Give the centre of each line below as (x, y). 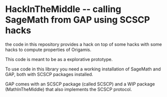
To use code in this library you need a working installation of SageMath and (83, 69)
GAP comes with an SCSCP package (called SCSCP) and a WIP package (80, 84)
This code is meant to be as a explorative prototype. (59, 59)
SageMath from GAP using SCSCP (78, 20)
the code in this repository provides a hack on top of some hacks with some (83, 44)
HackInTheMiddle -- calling (63, 9)
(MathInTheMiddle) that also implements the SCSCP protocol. (69, 89)
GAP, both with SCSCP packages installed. (49, 74)
